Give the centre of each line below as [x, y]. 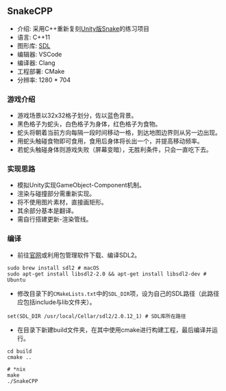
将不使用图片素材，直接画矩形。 [62, 202]
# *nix [16, 369]
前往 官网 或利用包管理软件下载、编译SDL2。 [79, 255]
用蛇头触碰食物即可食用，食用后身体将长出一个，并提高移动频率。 [110, 141]
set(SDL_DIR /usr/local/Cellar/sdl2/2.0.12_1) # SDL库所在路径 [97, 316]
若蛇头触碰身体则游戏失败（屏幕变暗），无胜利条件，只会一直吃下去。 [114, 150]
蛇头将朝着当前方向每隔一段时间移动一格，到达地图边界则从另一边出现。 [119, 133]
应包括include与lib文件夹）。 [56, 302]
